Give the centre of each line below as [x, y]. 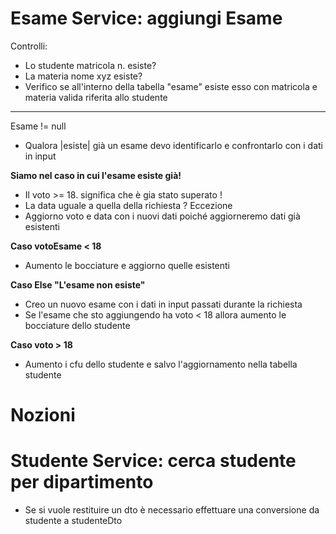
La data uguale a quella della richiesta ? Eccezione [128, 205]
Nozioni [43, 415]
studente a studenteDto [73, 521]
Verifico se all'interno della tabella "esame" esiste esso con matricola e [171, 86]
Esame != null [38, 126]
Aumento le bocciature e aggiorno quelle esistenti [127, 265]
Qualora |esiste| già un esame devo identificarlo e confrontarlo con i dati [173, 145]
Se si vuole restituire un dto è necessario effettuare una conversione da [172, 510]
